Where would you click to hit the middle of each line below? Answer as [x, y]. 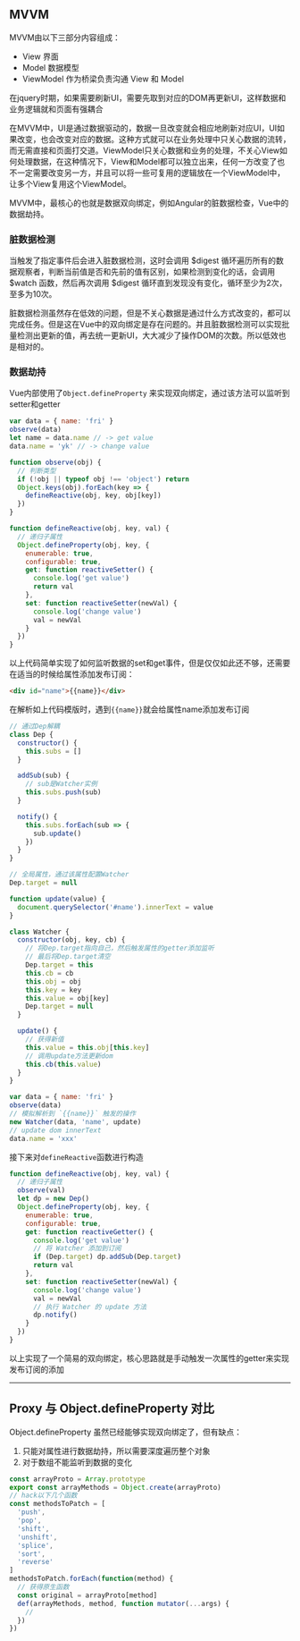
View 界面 [41, 56]
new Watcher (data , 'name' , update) [75, 1121]
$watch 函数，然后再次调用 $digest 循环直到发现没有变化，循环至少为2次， [148, 283]
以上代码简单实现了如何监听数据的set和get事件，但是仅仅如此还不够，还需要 [150, 663]
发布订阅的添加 [37, 1369]
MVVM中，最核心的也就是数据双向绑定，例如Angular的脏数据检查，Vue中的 [149, 203]
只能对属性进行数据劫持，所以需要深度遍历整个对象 [116, 1451]
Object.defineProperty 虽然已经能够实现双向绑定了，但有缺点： [126, 1432]
